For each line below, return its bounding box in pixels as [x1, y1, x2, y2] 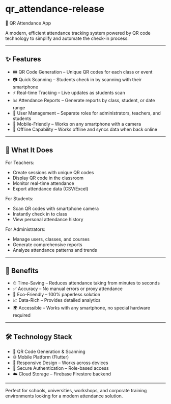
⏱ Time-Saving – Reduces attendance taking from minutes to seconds [12, 280, 160, 286]
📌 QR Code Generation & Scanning [12, 348, 85, 355]
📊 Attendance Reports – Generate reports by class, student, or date [12, 97, 155, 103]
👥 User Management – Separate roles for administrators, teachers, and [12, 110, 161, 116]
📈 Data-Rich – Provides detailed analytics [12, 297, 101, 303]
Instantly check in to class [12, 210, 68, 217]
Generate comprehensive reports [12, 241, 82, 248]
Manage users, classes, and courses [12, 236, 90, 242]
